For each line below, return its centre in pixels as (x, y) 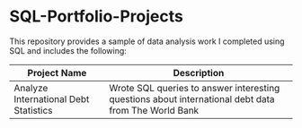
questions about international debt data (192, 98)
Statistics (33, 110)
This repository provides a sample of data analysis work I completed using (147, 41)
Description (199, 73)
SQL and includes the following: (68, 50)
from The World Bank (154, 110)
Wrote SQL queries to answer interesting (195, 88)
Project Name (57, 73)
